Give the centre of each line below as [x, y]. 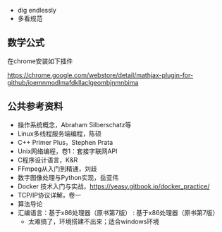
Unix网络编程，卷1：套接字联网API [67, 151]
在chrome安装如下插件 [40, 61]
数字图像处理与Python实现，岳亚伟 [68, 177]
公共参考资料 [35, 107]
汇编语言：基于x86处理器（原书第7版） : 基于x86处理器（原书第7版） [118, 212]
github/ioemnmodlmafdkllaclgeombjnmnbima [73, 82]
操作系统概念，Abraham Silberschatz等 [74, 124]
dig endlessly [37, 10]
